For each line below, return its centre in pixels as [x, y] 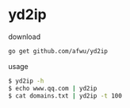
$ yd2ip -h [26, 81]
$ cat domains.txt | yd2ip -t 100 [65, 96]
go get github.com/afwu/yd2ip [58, 51]
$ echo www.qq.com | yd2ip [53, 88]
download [25, 37]
